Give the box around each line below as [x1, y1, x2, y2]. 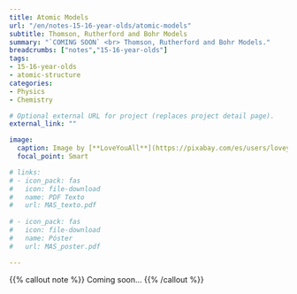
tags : [9, 54, 29, 63]
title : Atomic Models [9, 12, 89, 22]
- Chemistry [9, 95, 53, 104]
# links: [9, 167, 42, 177]
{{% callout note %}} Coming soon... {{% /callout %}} [9, 274, 205, 284]
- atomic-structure [9, 71, 81, 80]
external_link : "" [9, 120, 77, 128]
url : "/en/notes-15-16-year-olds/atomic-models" [9, 21, 192, 30]
